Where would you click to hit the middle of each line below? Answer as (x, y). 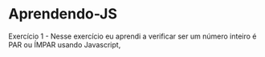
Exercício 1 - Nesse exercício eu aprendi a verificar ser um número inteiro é (132, 36)
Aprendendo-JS (63, 14)
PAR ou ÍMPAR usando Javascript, (65, 44)
